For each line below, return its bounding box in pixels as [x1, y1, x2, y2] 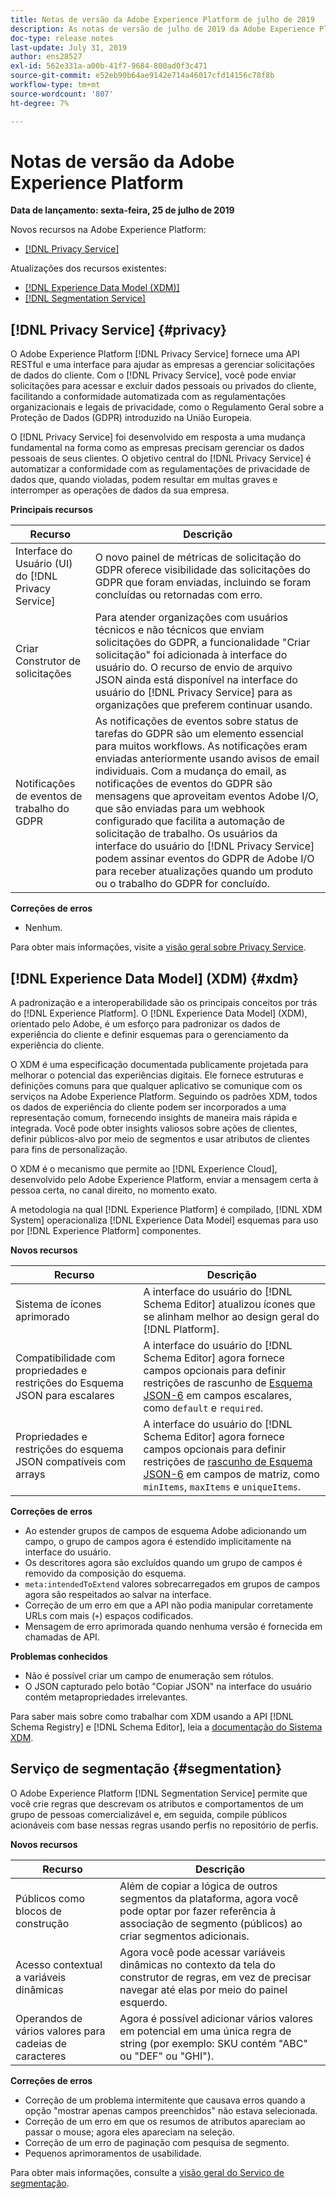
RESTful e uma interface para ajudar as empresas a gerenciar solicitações [10, 359, 315, 371]
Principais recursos [10, 504, 94, 516]
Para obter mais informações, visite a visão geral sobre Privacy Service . [10, 941, 307, 953]
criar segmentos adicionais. [119, 1929, 250, 1943]
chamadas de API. [24, 1631, 100, 1643]
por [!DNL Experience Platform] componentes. [10, 1225, 202, 1237]
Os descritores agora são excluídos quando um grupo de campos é [24, 1557, 303, 1569]
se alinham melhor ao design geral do [143, 1310, 320, 1324]
